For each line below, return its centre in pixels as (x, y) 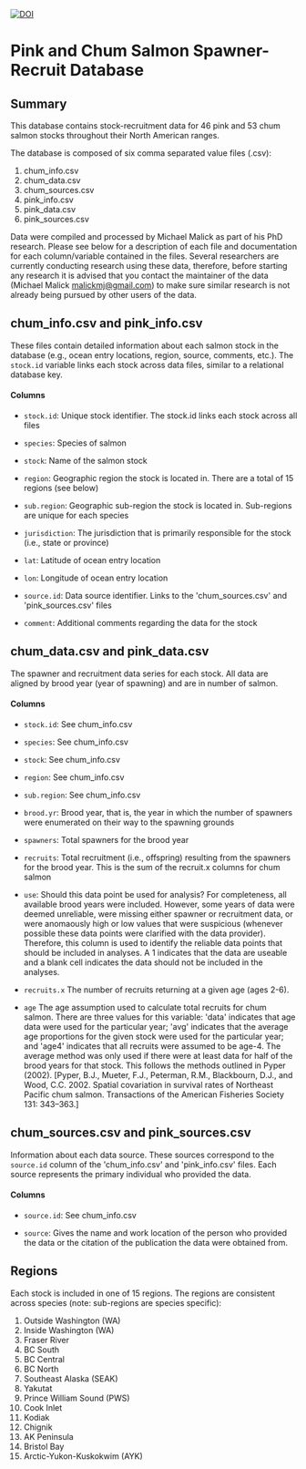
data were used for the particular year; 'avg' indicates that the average (156, 1027)
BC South (41, 1350)
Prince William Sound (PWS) (76, 1398)
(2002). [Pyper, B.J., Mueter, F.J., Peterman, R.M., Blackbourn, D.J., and (158, 1075)
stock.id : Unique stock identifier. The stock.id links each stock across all (160, 416)
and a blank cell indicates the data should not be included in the (143, 962)
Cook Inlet (43, 1407)
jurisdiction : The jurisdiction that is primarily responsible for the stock (157, 533)
